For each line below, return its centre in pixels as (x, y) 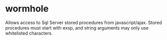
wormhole (27, 9)
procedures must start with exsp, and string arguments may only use (77, 27)
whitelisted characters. (29, 33)
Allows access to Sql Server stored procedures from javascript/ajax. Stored (84, 22)
